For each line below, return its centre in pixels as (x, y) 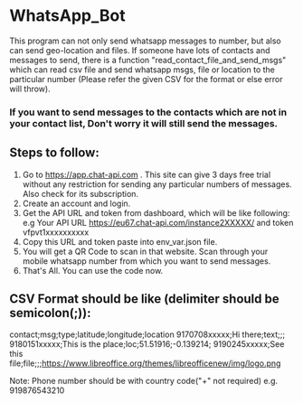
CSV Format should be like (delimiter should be (144, 299)
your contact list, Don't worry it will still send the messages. (144, 123)
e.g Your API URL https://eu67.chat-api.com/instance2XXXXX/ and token (158, 222)
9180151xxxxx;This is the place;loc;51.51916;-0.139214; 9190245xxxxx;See (147, 344)
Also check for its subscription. (80, 193)
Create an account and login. (76, 203)
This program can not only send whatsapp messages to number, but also (146, 41)
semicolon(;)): (50, 313)
